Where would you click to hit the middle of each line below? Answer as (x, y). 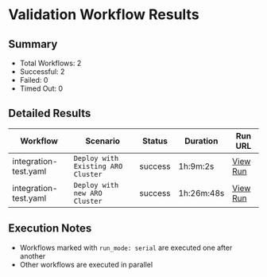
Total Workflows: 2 (50, 63)
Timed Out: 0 (41, 88)
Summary (33, 44)
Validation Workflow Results (104, 15)
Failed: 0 (34, 80)
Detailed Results (50, 113)
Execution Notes (50, 228)
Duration (201, 141)
